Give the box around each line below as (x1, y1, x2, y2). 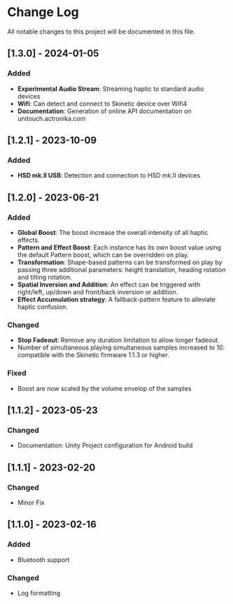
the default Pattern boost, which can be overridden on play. (17, 251, 190, 259)
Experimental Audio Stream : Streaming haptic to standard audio (17, 85, 204, 93)
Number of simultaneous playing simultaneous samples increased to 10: (17, 343, 225, 352)
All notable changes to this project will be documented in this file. (7, 27, 196, 36)
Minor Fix (17, 498, 45, 507)
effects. (17, 236, 40, 244)
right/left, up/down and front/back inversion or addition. (17, 288, 178, 296)
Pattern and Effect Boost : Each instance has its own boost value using (17, 243, 222, 252)
